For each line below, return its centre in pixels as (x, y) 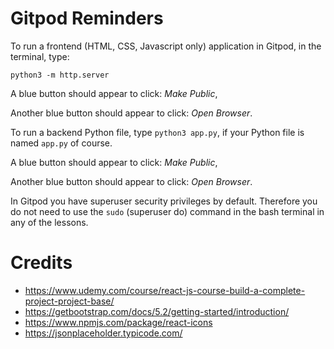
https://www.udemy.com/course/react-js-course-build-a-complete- (165, 290)
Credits (41, 263)
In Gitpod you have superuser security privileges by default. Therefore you (164, 201)
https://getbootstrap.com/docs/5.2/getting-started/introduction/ (157, 311)
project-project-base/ (69, 301)
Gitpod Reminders (87, 18)
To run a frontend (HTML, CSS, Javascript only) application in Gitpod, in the (166, 46)
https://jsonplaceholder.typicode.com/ (103, 333)
